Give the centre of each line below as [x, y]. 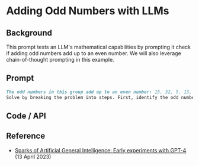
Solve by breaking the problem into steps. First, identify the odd [92, 97]
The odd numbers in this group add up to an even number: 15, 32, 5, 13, [99, 92]
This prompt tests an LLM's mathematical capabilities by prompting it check [99, 47]
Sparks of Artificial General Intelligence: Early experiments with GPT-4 [100, 150]
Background [29, 33]
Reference [26, 136]
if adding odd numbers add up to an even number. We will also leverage [94, 53]
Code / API [26, 116]
